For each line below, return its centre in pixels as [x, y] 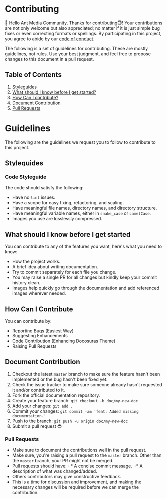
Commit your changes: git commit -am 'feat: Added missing [75, 411]
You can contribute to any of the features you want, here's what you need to [83, 247]
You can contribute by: [28, 321]
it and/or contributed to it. [39, 390]
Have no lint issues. [34, 197]
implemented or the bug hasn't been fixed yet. [60, 379]
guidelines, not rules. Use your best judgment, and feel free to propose [78, 54]
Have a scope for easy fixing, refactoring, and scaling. [68, 203]
